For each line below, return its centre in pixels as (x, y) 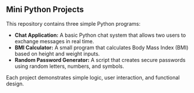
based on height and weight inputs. (57, 54)
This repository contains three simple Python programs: (73, 23)
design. (15, 84)
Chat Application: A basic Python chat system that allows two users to (100, 35)
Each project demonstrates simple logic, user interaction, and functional (93, 77)
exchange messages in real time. (54, 41)
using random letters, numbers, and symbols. (69, 66)
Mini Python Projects (45, 10)
